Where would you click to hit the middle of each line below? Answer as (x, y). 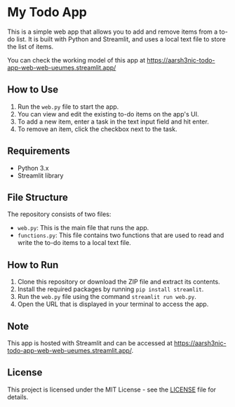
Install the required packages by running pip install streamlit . (110, 289)
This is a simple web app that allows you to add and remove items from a (113, 32)
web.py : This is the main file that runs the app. (83, 228)
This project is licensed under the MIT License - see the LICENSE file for (112, 389)
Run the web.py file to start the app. (68, 107)
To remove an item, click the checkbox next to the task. (97, 129)
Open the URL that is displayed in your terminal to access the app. (113, 304)
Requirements (39, 151)
